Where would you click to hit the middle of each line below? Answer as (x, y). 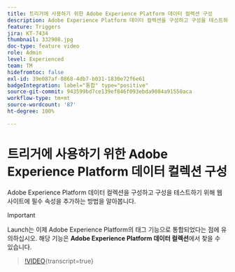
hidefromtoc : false (36, 72)
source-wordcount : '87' (42, 105)
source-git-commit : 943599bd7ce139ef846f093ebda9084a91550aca (100, 92)
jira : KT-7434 (28, 33)
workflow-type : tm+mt (39, 99)
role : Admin (24, 53)
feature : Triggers (34, 27)
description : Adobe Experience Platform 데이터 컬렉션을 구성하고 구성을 (107, 20)
